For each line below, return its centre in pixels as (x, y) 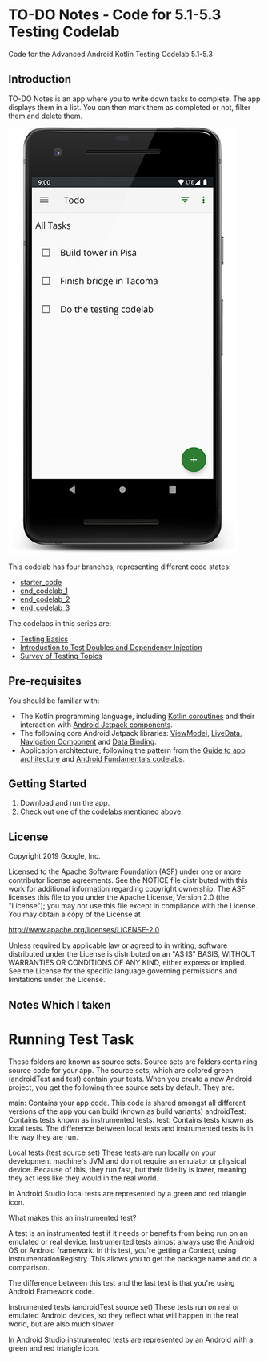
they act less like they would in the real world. (83, 1178)
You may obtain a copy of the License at (75, 914)
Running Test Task (71, 1039)
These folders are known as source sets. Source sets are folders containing (133, 1062)
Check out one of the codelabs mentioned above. (102, 811)
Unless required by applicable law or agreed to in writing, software (118, 945)
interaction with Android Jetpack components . (96, 725)
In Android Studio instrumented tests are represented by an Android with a (131, 1339)
